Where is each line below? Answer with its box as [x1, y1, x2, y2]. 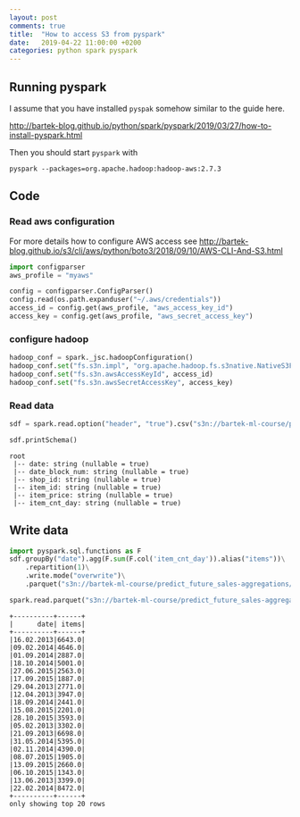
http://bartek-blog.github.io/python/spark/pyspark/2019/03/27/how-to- [9, 120, 272, 130]
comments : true [9, 21, 66, 30]
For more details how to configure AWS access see [9, 236, 198, 246]
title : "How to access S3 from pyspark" [9, 29, 166, 38]
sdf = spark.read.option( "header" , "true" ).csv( [9, 419, 194, 429]
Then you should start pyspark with [9, 146, 138, 157]
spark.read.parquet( [9, 596, 87, 604]
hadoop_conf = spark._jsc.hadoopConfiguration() [9, 354, 194, 363]
